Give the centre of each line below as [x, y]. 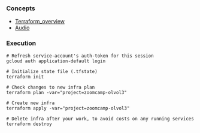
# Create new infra [31, 103]
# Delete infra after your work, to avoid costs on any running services [100, 119]
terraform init [25, 77]
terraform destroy [29, 124]
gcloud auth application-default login [56, 61]
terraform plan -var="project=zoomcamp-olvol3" [67, 92]
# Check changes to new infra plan [51, 87]
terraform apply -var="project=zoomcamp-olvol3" [68, 108]
